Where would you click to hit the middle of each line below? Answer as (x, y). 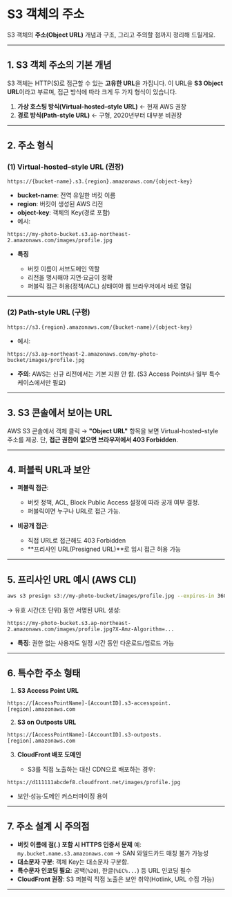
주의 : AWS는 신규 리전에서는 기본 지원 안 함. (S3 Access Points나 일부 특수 (119, 374)
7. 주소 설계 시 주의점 (48, 827)
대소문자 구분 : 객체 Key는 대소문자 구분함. (73, 862)
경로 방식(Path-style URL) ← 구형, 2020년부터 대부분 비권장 (99, 115)
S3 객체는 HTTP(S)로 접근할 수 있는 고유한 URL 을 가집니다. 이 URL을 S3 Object (115, 83)
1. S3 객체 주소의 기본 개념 (59, 65)
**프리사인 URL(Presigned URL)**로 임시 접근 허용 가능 (104, 549)
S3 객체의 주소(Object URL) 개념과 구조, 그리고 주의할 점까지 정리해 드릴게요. (112, 35)
